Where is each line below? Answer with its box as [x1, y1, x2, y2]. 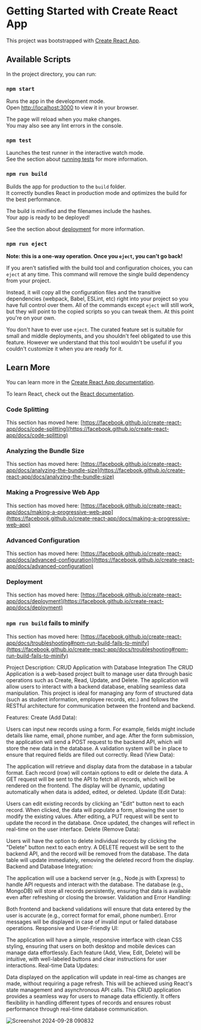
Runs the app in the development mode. [6, 98, 105, 105]
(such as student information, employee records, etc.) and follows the [6, 695, 179, 703]
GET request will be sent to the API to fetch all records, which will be [6, 775, 175, 783]
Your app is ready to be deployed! [6, 214, 90, 221]
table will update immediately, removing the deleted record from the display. [6, 856, 194, 863]
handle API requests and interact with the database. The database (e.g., [6, 881, 184, 888]
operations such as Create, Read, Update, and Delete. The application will [6, 676, 189, 684]
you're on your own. [6, 314, 56, 321]
